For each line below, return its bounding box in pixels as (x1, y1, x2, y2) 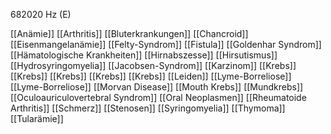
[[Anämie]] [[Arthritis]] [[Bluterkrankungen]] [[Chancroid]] (10, 28, 249, 39)
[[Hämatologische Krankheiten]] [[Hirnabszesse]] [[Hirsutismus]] (10, 49, 278, 61)
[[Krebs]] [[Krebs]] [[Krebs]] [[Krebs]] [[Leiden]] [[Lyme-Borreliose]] (10, 70, 292, 82)
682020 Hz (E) (10, 9, 72, 20)
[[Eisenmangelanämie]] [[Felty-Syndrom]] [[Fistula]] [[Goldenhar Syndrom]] (10, 39, 322, 50)
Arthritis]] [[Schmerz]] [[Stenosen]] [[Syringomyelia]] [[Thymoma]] (10, 102, 286, 114)
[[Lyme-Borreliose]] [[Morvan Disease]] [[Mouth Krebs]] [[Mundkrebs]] (10, 81, 304, 93)
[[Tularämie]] (10, 113, 64, 124)
